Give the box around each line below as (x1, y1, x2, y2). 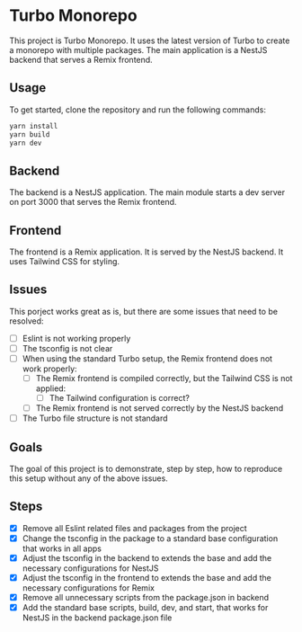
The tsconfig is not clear (22, 343, 113, 353)
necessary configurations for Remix (22, 583, 155, 593)
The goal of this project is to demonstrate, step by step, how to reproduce (9, 464, 283, 475)
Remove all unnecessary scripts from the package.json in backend (22, 592, 270, 603)
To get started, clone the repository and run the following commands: (9, 104, 267, 115)
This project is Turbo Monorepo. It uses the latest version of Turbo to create (9, 35, 290, 46)
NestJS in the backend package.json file (22, 612, 173, 623)
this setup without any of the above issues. (9, 473, 168, 484)
